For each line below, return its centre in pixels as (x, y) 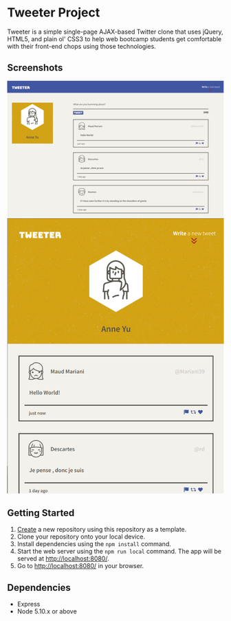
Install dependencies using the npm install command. (94, 544)
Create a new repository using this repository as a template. (102, 530)
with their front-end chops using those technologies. (81, 46)
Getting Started (41, 513)
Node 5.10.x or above (47, 611)
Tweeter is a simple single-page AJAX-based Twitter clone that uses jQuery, (115, 32)
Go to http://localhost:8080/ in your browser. (80, 566)
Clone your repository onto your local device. (81, 537)
